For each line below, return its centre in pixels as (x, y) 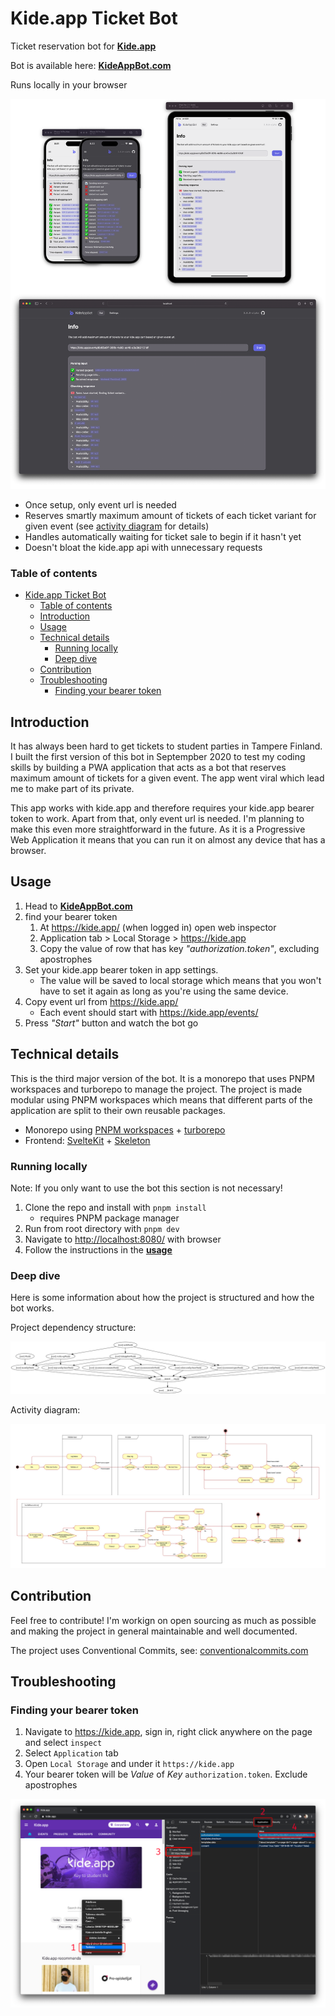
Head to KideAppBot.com (78, 906)
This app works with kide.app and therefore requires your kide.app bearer (162, 808)
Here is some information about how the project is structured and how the (162, 1298)
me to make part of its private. (72, 789)
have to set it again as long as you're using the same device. (164, 991)
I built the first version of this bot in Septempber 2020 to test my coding (158, 757)
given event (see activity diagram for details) (117, 526)
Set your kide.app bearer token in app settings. (121, 969)
